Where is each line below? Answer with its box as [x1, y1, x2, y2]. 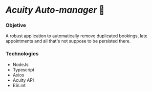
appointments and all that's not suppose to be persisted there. [5, 38, 131, 44]
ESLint [12, 82, 26, 88]
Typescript [12, 67, 35, 72]
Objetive [5, 22, 26, 29]
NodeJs [12, 61, 29, 68]
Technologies [5, 50, 39, 57]
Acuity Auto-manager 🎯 [5, 4, 105, 16]
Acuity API [12, 77, 34, 83]
